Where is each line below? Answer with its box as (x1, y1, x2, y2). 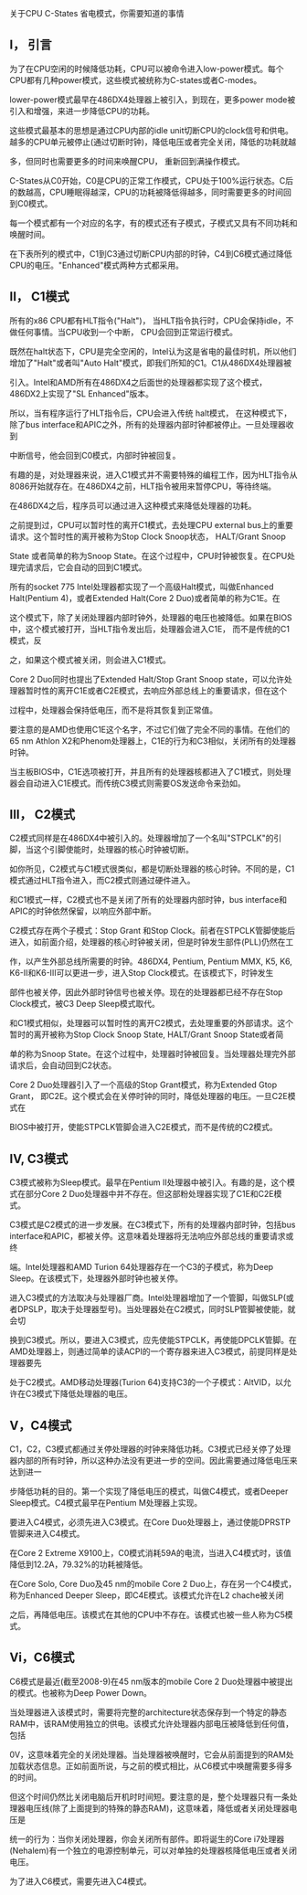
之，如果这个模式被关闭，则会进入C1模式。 (9, 654, 171, 665)
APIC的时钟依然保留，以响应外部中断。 (9, 905, 157, 916)
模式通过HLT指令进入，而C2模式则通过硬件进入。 (9, 875, 196, 886)
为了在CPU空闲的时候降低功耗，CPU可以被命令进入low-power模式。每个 (9, 63, 284, 74)
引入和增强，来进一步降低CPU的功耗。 (9, 105, 155, 116)
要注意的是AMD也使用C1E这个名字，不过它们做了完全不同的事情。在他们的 (9, 724, 291, 735)
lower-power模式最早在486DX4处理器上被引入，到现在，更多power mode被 (9, 94, 296, 105)
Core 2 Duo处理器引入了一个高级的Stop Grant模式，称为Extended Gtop (9, 1079, 278, 1090)
